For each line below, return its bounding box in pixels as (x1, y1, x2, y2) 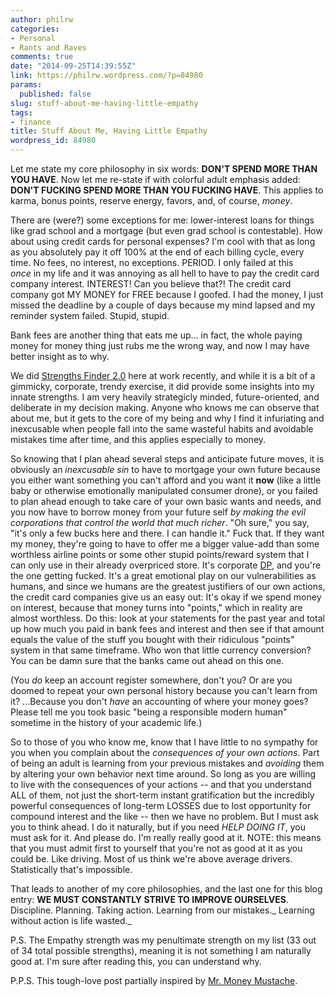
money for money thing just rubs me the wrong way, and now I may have (10, 340, 310, 351)
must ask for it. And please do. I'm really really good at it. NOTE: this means (10, 832, 322, 843)
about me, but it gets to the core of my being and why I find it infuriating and (10, 412, 325, 424)
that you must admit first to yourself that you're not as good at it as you (10, 842, 303, 854)
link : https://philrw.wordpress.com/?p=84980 (10, 71, 203, 81)
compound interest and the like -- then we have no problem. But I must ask (10, 811, 319, 822)
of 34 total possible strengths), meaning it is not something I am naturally (10, 945, 312, 956)
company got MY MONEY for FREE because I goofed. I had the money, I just (10, 289, 324, 300)
